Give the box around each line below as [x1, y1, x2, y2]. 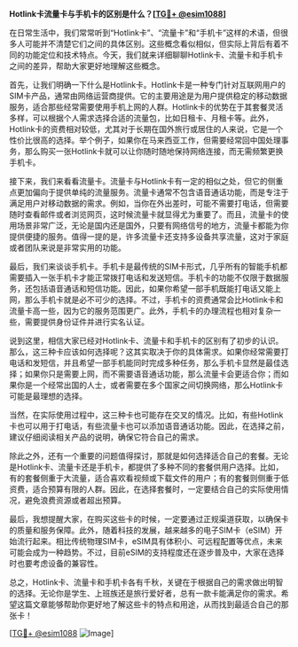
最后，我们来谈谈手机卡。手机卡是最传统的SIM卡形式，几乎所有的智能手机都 [9, 261, 288, 271]
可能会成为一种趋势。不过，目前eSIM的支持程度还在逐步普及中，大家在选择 [9, 547, 285, 557]
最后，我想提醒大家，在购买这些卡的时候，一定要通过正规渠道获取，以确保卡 [9, 514, 289, 524]
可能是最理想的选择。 [9, 391, 87, 401]
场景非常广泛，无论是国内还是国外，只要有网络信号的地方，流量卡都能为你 [16, 221, 289, 230]
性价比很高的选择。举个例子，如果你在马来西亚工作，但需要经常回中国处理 [9, 135, 281, 145]
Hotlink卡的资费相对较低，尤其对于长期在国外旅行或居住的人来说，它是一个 [9, 124, 284, 134]
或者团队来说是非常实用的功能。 [9, 243, 126, 253]
